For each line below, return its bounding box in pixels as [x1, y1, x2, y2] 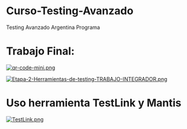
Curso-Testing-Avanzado [6, 4, 134, 18]
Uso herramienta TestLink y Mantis [6, 96, 182, 110]
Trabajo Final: [6, 44, 75, 58]
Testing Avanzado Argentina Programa [6, 24, 101, 31]
